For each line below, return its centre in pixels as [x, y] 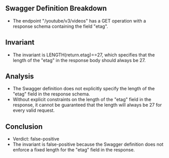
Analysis [20, 76]
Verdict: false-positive [36, 139]
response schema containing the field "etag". [60, 26]
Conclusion [24, 126]
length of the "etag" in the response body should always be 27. [79, 60]
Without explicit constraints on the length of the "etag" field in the [82, 100]
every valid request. [34, 110]
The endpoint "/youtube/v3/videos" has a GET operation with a [79, 21]
